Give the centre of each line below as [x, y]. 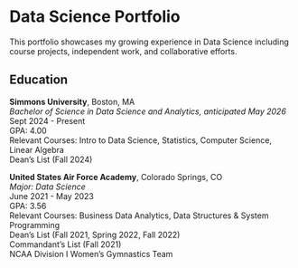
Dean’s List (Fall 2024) [51, 159]
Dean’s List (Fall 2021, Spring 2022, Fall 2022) [95, 234]
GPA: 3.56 [28, 206]
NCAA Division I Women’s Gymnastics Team [91, 254]
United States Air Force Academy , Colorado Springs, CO [116, 177]
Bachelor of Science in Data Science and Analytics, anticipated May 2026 [148, 111]
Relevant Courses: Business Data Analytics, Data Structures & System [139, 215]
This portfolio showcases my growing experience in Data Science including [149, 42]
